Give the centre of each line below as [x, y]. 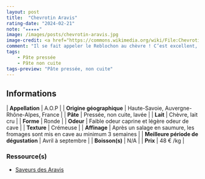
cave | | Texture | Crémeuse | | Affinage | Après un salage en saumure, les [100, 128]
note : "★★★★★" [24, 29]
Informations [31, 93]
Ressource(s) [27, 156]
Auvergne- [178, 108]
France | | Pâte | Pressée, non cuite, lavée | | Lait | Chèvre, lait [120, 115]
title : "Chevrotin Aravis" [42, 18]
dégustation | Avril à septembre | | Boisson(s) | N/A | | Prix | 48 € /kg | [95, 141]
